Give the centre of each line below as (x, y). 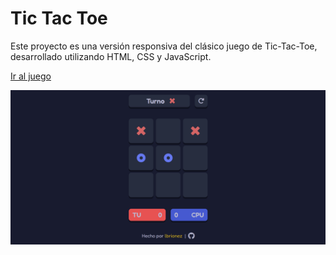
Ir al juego (31, 76)
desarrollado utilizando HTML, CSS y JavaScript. (111, 56)
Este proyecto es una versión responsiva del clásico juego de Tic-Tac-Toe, (164, 46)
